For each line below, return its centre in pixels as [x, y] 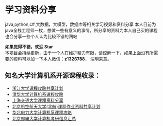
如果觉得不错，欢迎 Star [29, 47]
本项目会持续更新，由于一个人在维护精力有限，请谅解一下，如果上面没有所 [79, 53]
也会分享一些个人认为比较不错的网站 [41, 36]
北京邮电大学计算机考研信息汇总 [44, 118]
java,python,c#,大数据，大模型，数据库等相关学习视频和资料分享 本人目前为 [81, 24]
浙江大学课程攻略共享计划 [38, 88]
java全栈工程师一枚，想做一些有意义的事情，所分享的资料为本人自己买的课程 [81, 30]
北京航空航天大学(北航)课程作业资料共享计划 [56, 106]
